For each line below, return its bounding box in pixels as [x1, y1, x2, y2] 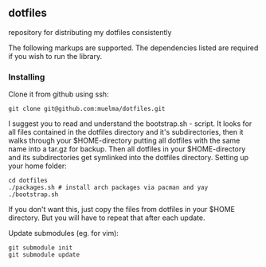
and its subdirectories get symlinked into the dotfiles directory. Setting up [8, 153, 249, 163]
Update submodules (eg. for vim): [8, 229, 119, 238]
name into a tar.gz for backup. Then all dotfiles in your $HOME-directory [8, 144, 246, 154]
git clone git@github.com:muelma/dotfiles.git [8, 105, 166, 113]
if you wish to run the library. [8, 51, 102, 61]
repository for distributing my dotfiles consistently [8, 27, 172, 37]
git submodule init [8, 244, 73, 252]
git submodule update [8, 251, 80, 259]
